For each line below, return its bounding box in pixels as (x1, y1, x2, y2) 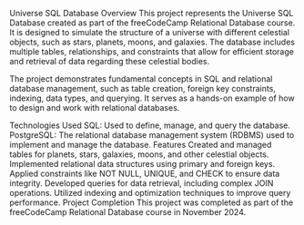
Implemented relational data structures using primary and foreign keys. (9, 159, 276, 169)
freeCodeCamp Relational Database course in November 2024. (9, 207, 247, 217)
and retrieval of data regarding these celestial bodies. (9, 56, 210, 66)
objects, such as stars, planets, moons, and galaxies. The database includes (9, 36, 296, 47)
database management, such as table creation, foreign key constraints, (9, 83, 276, 93)
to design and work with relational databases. (9, 103, 180, 112)
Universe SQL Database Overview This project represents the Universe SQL (9, 8, 294, 18)
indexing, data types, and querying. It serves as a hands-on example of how (9, 93, 295, 103)
